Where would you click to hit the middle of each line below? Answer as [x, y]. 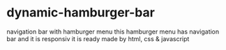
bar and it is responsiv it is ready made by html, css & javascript [98, 38]
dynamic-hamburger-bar [81, 13]
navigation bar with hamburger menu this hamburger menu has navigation [113, 32]
